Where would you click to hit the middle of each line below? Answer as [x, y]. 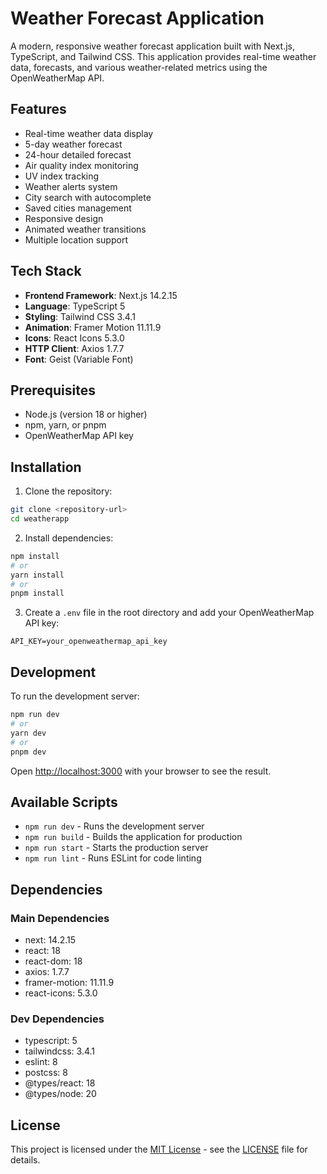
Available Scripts [64, 802]
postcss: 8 [46, 1073]
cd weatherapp [40, 519]
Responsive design [64, 218]
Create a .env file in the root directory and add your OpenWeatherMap [169, 613]
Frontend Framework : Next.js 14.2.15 [101, 295]
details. [25, 1160]
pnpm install [37, 593]
